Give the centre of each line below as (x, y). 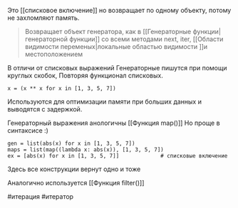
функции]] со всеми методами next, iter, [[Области (146, 39)
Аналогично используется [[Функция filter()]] (76, 183)
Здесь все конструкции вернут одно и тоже (74, 169)
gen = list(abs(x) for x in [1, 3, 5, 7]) (71, 143)
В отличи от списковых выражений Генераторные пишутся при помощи (117, 68)
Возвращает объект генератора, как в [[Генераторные (108, 32)
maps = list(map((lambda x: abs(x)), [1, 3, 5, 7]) (86, 150)
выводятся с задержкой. (45, 109)
